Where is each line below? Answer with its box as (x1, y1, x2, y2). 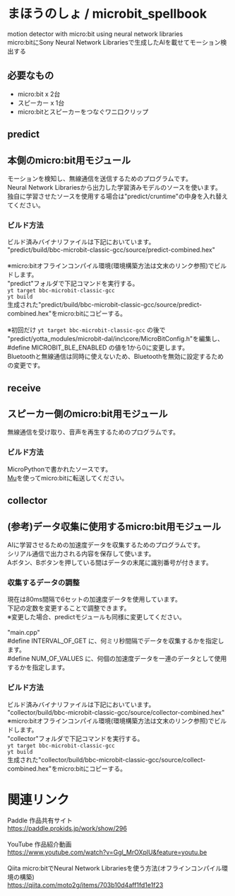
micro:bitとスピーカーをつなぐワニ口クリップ (17, 107, 149, 116)
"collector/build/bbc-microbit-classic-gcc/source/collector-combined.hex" (7, 708, 225, 716)
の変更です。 (7, 361, 44, 369)
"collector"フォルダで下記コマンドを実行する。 (7, 734, 144, 742)
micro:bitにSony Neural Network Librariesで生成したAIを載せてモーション (7, 38, 221, 46)
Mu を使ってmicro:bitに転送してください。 (7, 473, 128, 482)
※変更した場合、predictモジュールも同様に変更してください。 (7, 613, 186, 621)
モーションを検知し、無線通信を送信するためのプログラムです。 (7, 174, 192, 183)
